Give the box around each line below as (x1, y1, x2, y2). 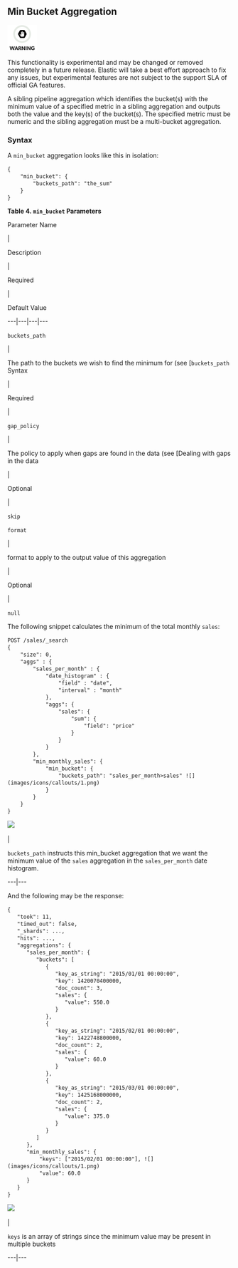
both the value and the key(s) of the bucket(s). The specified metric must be (7, 110, 231, 118)
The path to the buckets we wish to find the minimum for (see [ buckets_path (7, 359, 229, 368)
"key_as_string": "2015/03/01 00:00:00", (55, 1084, 180, 1092)
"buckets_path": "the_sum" (33, 180, 113, 187)
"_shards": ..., (16, 927, 65, 935)
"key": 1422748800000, (55, 1034, 122, 1042)
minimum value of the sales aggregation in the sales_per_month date (7, 856, 207, 865)
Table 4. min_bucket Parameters (7, 207, 102, 216)
